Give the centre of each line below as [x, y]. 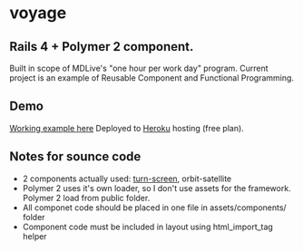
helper [34, 236]
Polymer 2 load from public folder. [86, 198]
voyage [38, 13]
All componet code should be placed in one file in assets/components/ [155, 208]
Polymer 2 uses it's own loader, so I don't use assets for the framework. [157, 188]
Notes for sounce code [75, 157]
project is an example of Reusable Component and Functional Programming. [152, 78]
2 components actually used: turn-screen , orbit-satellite [127, 179]
